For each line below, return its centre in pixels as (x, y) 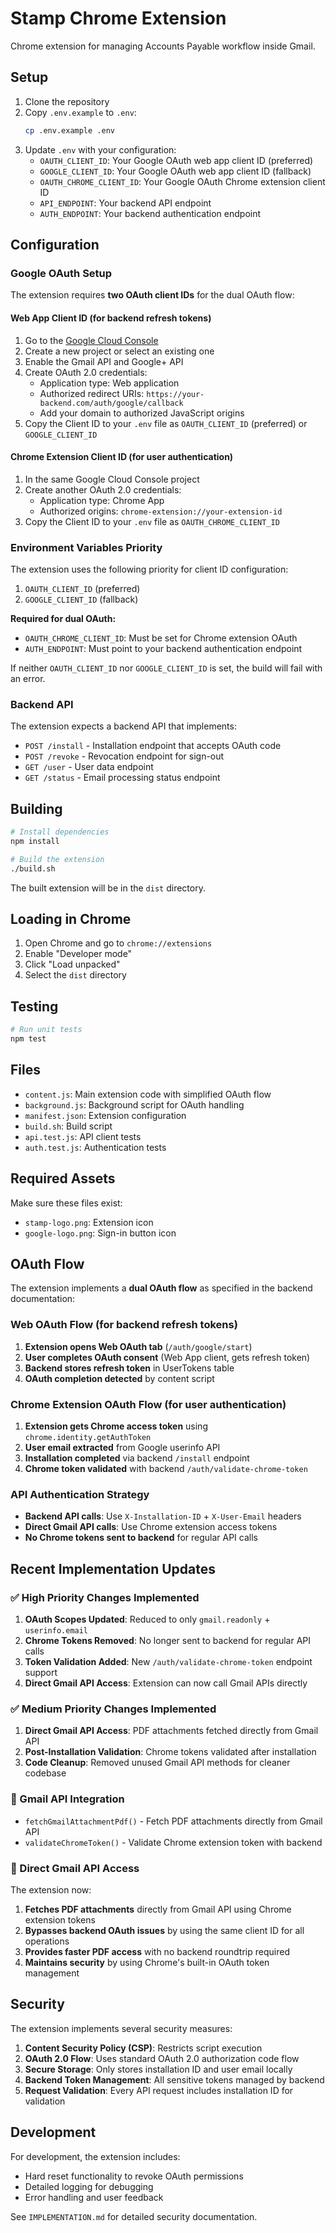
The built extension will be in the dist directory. (108, 888)
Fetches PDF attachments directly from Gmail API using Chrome (158, 1909)
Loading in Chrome (71, 919)
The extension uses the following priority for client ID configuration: (149, 569)
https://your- (175, 394)
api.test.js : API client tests (83, 1136)
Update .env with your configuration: (100, 149)
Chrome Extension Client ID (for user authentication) (122, 457)
